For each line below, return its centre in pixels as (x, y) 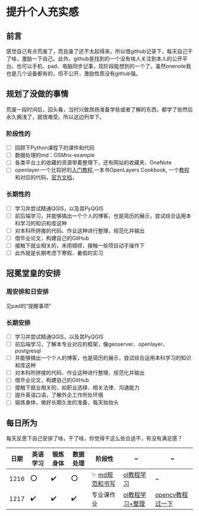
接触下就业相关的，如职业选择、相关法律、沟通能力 (77, 388)
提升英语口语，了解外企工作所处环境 (59, 395)
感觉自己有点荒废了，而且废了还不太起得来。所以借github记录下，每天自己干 (99, 51)
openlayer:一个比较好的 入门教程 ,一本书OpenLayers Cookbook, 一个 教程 (102, 170)
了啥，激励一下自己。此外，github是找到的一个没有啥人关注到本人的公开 (94, 59)
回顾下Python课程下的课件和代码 (54, 148)
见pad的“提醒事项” (29, 305)
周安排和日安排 (28, 292)
